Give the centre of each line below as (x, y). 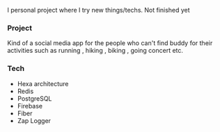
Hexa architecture (43, 83)
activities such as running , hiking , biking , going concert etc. (95, 51)
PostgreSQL (34, 98)
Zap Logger (34, 120)
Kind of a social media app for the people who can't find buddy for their (110, 43)
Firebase (30, 106)
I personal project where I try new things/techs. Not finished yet (99, 10)
